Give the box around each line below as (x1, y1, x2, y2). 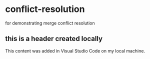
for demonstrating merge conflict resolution (5, 20, 95, 26)
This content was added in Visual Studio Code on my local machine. (5, 47, 145, 53)
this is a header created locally (5, 34, 103, 43)
